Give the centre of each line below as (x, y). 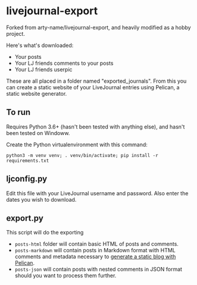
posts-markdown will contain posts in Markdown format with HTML (95, 250)
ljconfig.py (27, 179)
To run (18, 112)
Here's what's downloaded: (40, 45)
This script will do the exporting (45, 233)
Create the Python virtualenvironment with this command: (77, 145)
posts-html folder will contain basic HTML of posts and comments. (96, 244)
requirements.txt (28, 161)
